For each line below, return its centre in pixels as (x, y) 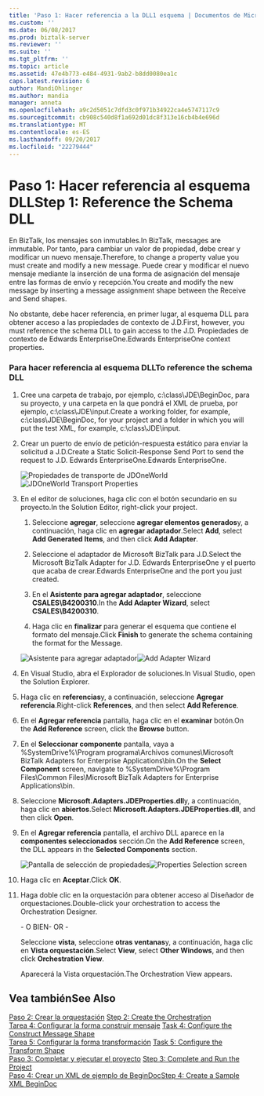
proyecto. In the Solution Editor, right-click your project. (109, 507)
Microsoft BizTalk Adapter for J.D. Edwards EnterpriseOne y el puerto (144, 563)
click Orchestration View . (62, 959)
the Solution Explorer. (55, 681)
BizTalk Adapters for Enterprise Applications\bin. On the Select (121, 760)
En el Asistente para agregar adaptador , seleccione (117, 594)
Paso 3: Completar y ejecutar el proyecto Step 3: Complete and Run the (124, 1059)
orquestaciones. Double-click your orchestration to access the (120, 903)
